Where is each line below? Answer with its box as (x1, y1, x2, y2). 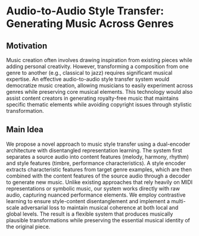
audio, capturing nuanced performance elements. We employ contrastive (6, 191, 186, 198)
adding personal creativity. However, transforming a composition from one (6, 63, 189, 70)
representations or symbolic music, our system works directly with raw (6, 185, 181, 192)
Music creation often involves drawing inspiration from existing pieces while (6, 57, 192, 63)
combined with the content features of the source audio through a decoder (6, 172, 190, 179)
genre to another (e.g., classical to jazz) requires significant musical (6, 69, 173, 76)
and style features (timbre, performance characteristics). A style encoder (6, 160, 186, 167)
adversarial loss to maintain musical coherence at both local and (20, 204, 179, 211)
